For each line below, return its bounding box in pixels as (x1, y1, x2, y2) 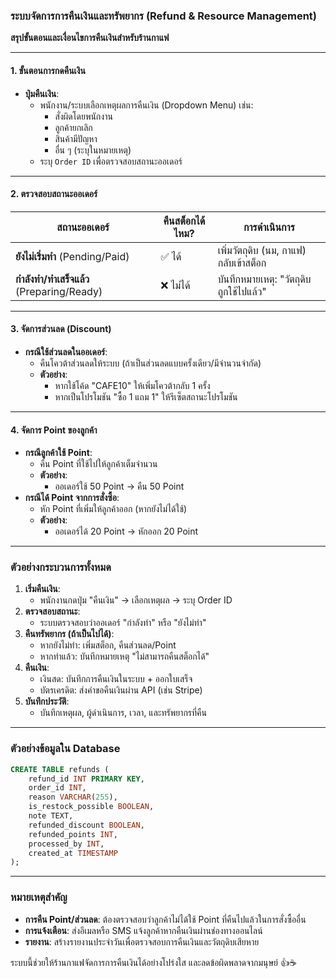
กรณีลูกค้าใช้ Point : (24, 447, 93, 459)
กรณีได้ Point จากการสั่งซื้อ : (24, 492, 120, 504)
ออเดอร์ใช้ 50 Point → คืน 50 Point (54, 480, 185, 493)
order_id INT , (28, 783, 87, 793)
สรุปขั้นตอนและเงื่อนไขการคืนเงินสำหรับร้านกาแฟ (10, 32, 170, 44)
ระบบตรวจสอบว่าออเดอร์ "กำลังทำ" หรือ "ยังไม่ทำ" (39, 617, 207, 629)
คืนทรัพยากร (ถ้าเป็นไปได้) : (24, 628, 115, 640)
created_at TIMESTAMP (28, 848, 118, 858)
